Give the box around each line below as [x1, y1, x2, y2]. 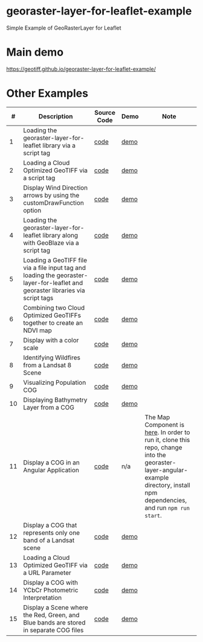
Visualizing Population [23, 378, 86, 387]
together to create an [23, 318, 83, 327]
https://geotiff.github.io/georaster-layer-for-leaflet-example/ [6, 65, 156, 72]
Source [94, 108, 116, 117]
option [23, 206, 42, 214]
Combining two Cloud [23, 303, 85, 312]
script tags [23, 294, 54, 302]
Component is [144, 420, 185, 429]
